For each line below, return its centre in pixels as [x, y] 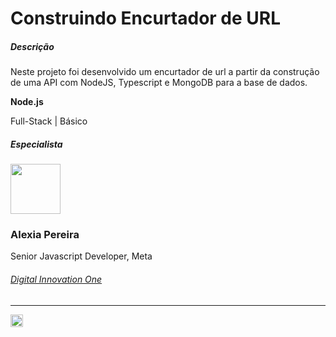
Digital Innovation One [56, 279]
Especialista [36, 144]
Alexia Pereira [45, 235]
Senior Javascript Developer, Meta [81, 256]
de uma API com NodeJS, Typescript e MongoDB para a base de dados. [159, 83]
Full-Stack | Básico [49, 121]
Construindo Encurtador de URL [146, 18]
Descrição [32, 46]
